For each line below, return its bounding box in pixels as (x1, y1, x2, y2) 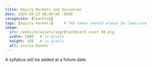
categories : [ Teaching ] (5, 16, 54, 21)
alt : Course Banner (9, 43, 49, 48)
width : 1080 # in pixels (9, 34, 64, 39)
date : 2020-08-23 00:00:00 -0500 (5, 12, 73, 17)
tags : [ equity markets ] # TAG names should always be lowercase (5, 20, 147, 26)
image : (5, 25, 19, 30)
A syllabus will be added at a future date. (5, 56, 87, 62)
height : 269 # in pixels (9, 39, 64, 44)
